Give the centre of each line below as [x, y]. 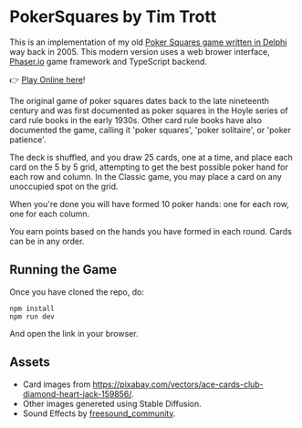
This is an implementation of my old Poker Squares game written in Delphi [148, 42]
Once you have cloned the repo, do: [77, 292]
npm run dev [32, 317]
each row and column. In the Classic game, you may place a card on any [146, 176]
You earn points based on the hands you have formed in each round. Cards [151, 231]
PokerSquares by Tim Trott [113, 17]
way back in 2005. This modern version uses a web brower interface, [140, 51]
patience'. [28, 140]
